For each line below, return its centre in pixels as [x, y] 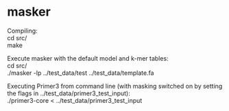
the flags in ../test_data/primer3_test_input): [69, 93]
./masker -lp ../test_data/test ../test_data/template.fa [81, 73]
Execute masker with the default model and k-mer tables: [88, 58]
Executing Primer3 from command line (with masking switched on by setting [115, 86]
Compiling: [22, 31]
